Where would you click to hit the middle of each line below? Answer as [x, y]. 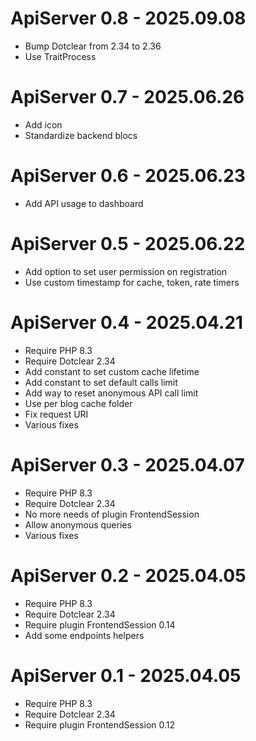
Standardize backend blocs [81, 135]
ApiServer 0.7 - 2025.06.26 [127, 97]
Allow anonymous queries [78, 524]
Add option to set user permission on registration [126, 271]
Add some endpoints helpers [84, 635]
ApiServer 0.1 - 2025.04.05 [126, 675]
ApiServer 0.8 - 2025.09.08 [128, 18]
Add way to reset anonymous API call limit [111, 393]
